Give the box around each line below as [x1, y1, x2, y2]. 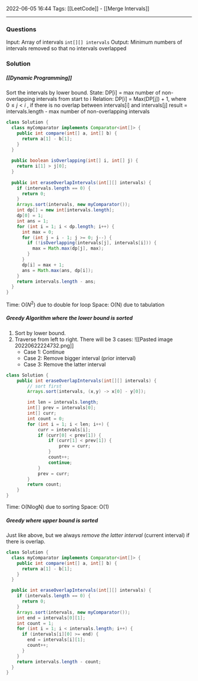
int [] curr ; [27, 410, 57, 417]
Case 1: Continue [23, 348, 65, 355]
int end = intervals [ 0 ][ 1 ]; [16, 615, 85, 621]
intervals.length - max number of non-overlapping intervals [6, 108, 150, 115]
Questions [6, 25, 37, 33]
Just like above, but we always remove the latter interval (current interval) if [6, 532, 190, 539]
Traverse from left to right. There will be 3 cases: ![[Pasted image [14, 336, 173, 343]
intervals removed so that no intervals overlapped [6, 45, 127, 52]
